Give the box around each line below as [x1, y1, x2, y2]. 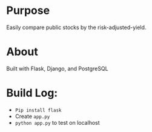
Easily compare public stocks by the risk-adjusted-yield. [6, 24, 147, 31]
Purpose [6, 4, 50, 18]
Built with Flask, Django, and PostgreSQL [6, 65, 108, 72]
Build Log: [6, 86, 58, 100]
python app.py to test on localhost [15, 119, 100, 126]
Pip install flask [15, 107, 62, 113]
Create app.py [15, 113, 50, 120]
